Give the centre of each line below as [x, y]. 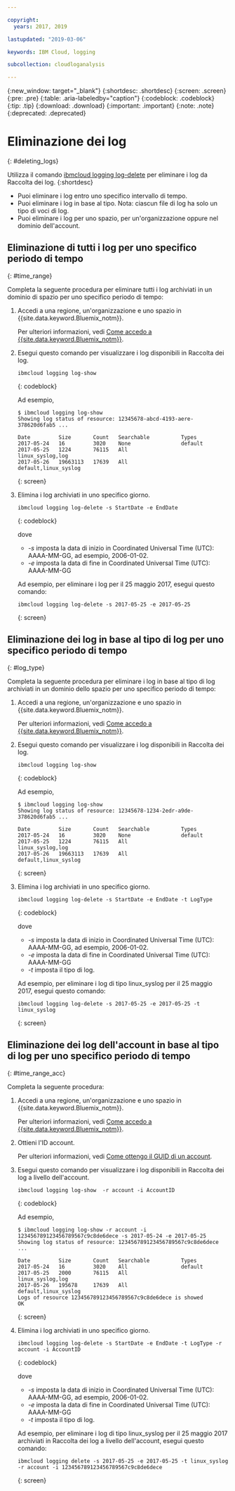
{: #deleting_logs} [33, 161]
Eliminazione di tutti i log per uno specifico [102, 248]
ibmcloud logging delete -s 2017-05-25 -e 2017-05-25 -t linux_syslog [123, 1461]
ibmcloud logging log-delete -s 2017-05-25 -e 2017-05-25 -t [109, 1003]
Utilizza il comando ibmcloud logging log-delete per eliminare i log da [108, 175]
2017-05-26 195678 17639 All [73, 1285]
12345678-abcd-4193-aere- [156, 419]
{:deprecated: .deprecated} [47, 113]
